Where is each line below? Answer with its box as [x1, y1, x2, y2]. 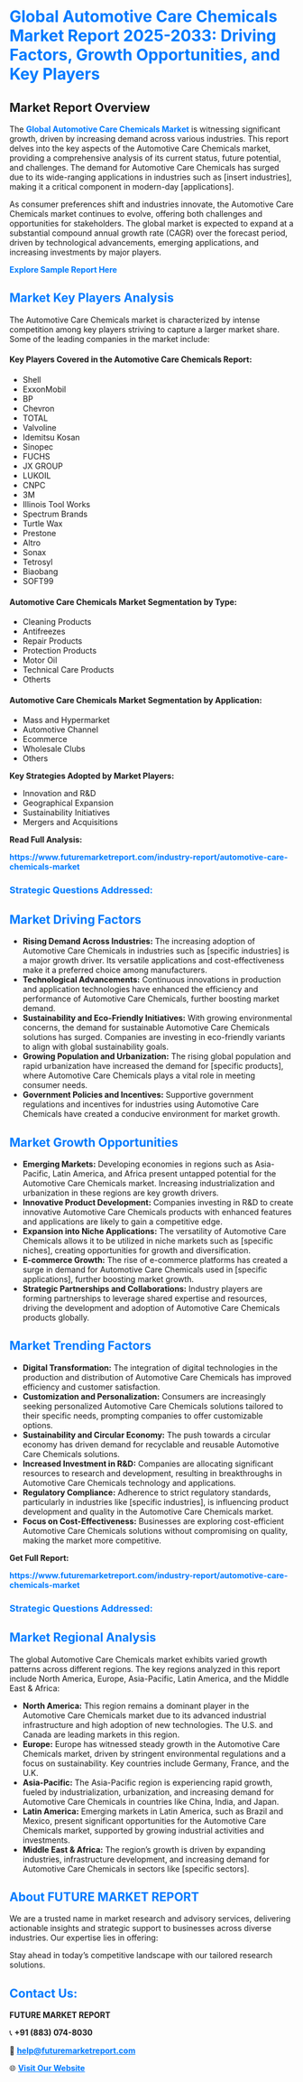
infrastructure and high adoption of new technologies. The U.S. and [22, 1719, 273, 1730]
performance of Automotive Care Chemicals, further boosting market [22, 993, 280, 1004]
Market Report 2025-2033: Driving [9, 25, 277, 46]
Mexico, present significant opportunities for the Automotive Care [22, 1815, 267, 1826]
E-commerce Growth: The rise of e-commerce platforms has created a [22, 1254, 289, 1265]
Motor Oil [22, 655, 58, 665]
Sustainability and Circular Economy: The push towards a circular [22, 1429, 271, 1440]
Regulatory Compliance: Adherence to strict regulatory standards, [22, 1487, 271, 1498]
